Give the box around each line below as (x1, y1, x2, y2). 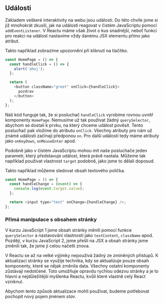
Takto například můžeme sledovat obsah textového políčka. (5, 167, 125, 173)
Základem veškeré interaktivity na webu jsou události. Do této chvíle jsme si (5, 17, 158, 23)
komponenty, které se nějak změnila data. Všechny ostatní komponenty (5, 263, 150, 269)
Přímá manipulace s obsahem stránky (5, 216, 97, 223)
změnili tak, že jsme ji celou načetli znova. (5, 243, 90, 249)
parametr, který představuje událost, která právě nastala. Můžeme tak (5, 152, 146, 158)
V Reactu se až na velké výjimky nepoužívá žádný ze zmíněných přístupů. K (5, 253, 159, 259)
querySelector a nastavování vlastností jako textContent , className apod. (5, 232, 154, 238)
